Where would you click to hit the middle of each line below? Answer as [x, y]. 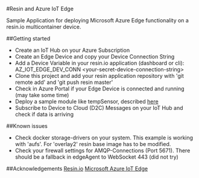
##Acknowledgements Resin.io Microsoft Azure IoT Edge [77, 169]
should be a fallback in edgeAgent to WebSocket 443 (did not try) [97, 157]
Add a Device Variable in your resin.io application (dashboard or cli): [99, 63]
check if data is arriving [44, 114]
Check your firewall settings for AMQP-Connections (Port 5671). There [103, 151]
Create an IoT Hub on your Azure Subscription [72, 50]
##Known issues [27, 126]
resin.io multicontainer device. [44, 27]
